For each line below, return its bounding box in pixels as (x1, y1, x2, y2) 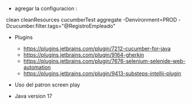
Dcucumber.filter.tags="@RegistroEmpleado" (6, 23, 116, 29)
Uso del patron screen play (14, 81, 80, 88)
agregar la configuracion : (14, 5, 78, 12)
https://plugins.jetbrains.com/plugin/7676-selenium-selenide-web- (23, 58, 186, 64)
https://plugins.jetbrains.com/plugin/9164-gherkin (23, 51, 144, 58)
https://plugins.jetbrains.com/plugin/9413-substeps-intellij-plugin (23, 70, 181, 77)
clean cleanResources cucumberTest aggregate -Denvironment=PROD (6, 16, 177, 23)
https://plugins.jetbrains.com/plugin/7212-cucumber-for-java (23, 45, 171, 52)
